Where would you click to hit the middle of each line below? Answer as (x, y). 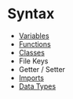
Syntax (31, 14)
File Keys (33, 61)
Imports (31, 78)
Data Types (37, 86)
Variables (34, 36)
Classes (31, 52)
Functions (35, 44)
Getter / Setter (42, 69)
